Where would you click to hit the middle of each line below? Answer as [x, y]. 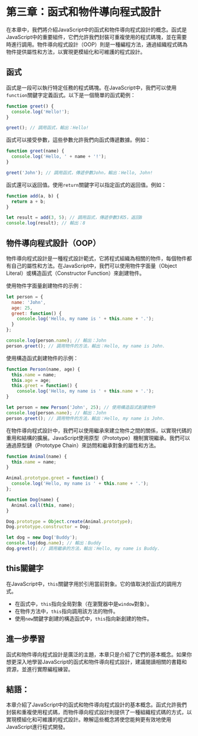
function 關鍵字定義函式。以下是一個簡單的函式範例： [71, 95]
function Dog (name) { [33, 500]
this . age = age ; [31, 380]
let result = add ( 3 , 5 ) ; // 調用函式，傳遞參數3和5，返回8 [74, 218]
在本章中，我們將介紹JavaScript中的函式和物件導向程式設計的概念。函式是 [97, 30]
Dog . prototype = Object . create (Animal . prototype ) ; [70, 521]
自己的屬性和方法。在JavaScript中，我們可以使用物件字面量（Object [94, 265]
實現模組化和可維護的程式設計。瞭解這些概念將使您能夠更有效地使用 [89, 719]
